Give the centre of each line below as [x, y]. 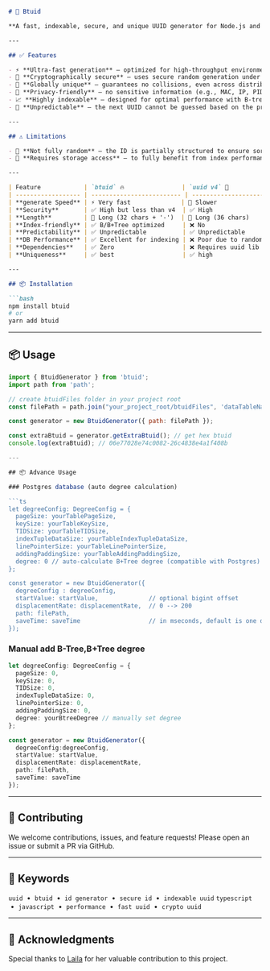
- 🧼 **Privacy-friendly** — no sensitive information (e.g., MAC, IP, [129, 93]
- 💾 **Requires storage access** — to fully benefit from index [118, 158]
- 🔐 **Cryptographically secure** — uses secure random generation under [135, 77]
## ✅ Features [33, 55]
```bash [21, 298]
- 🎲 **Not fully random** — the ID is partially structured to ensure [129, 151]
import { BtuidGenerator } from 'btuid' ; [79, 377]
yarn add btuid [34, 321]
